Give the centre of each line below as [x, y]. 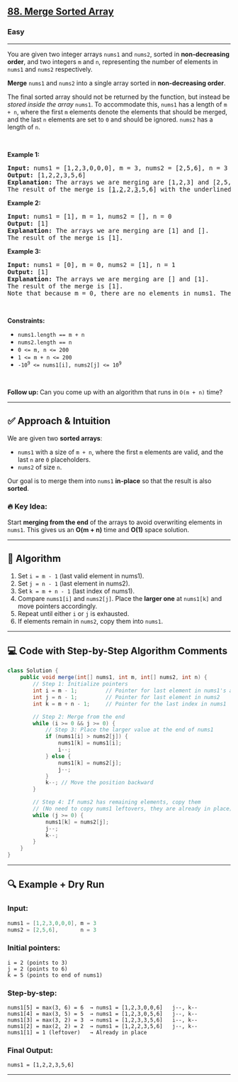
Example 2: [24, 202]
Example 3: [24, 251]
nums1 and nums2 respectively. [50, 69]
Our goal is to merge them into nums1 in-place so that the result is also [109, 481]
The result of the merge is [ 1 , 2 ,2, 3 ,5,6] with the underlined [119, 189]
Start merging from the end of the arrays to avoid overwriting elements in [115, 522]
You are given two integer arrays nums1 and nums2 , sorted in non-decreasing [119, 54]
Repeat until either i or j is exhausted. [73, 613]
